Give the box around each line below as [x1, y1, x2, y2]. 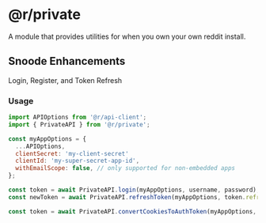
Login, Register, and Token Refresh [8, 75, 123, 85]
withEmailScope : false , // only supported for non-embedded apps [15, 164, 236, 172]
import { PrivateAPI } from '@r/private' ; [8, 120, 150, 128]
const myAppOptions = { [8, 134, 87, 143]
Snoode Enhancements [8, 55, 126, 68]
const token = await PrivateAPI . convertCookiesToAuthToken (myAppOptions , [8, 207, 257, 215]
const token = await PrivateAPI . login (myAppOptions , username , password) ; [8, 186, 260, 195]
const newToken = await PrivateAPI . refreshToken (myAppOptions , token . [8, 193, 246, 201]
